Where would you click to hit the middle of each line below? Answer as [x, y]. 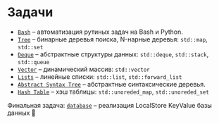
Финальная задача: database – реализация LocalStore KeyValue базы [110, 105]
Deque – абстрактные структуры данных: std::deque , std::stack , [113, 54]
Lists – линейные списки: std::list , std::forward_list [100, 76]
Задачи [30, 12]
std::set [30, 47]
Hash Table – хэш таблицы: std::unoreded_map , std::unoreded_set [113, 92]
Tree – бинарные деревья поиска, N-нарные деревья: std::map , [112, 39]
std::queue [33, 62]
